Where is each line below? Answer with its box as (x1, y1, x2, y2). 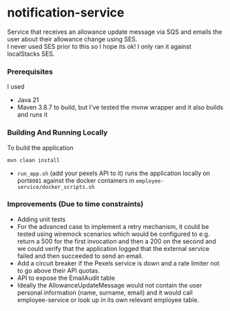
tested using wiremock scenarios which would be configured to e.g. (17, 230, 210, 238)
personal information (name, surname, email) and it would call (17, 288, 193, 297)
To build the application (7, 143, 74, 152)
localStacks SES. (7, 50, 55, 58)
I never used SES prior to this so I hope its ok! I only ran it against (7, 42, 191, 50)
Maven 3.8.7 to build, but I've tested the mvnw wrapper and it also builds (17, 103, 224, 112)
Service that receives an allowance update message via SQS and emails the (7, 28, 222, 36)
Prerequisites (7, 67, 53, 77)
